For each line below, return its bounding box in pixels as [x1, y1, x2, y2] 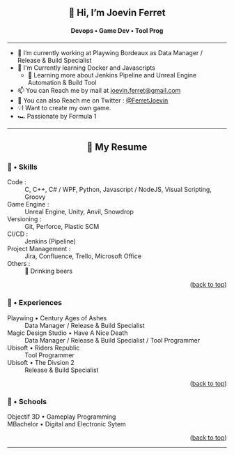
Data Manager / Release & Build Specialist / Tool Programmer [24, 336, 201, 344]
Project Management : [7, 245, 71, 253]
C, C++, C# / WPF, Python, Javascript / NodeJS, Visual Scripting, [24, 186, 212, 194]
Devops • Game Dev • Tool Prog [70, 26, 164, 35]
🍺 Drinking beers [24, 267, 73, 276]
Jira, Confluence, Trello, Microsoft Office [24, 252, 141, 260]
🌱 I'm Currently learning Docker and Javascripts [17, 64, 155, 72]
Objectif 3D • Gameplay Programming [7, 412, 116, 421]
